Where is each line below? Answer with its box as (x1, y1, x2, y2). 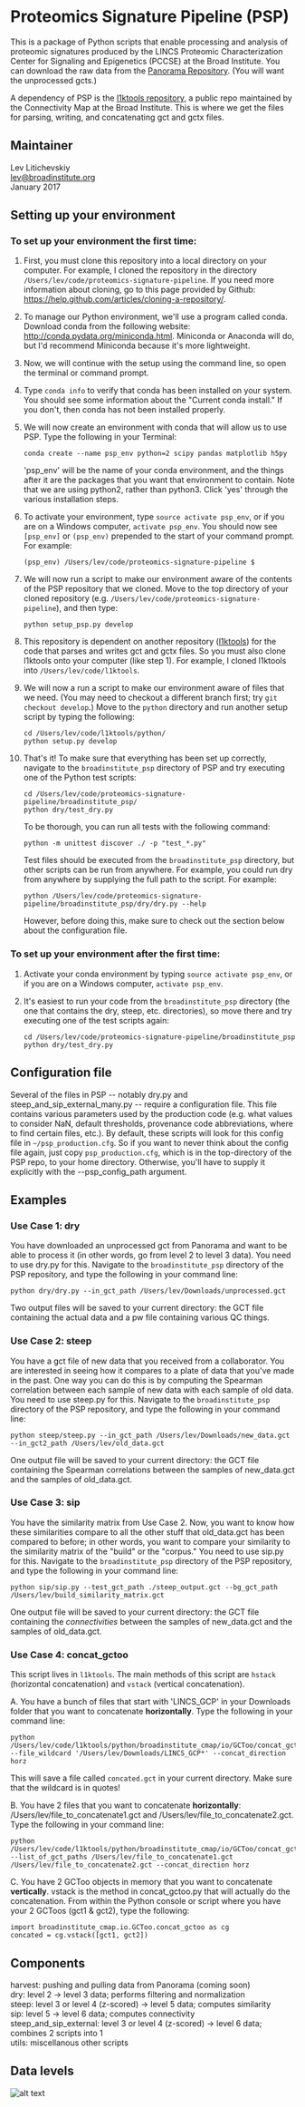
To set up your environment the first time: (10, 235, 197, 248)
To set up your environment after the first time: (10, 947, 221, 960)
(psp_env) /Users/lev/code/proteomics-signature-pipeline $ (23, 558, 255, 568)
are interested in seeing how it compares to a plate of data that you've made (10, 1364, 295, 1375)
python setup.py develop (23, 737, 118, 746)
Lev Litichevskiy (10, 161, 71, 173)
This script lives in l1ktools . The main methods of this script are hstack (10, 1669, 277, 1680)
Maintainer (10, 138, 73, 153)
